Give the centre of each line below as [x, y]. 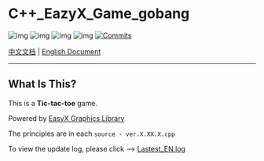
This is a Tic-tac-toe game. [53, 103]
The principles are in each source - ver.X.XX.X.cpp [92, 134]
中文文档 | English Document [55, 51]
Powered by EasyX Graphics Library [66, 118]
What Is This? [42, 84]
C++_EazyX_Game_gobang [99, 14]
